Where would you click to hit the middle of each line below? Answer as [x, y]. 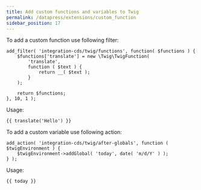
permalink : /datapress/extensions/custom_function [71, 17]
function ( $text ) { [55, 67]
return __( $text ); [64, 72]
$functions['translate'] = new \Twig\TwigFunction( [83, 57]
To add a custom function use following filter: [62, 40]
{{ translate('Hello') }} [39, 121]
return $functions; [42, 93]
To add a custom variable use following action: [64, 132]
